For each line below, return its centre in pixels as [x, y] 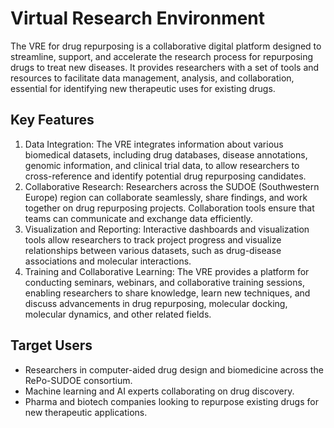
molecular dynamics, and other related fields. [118, 314]
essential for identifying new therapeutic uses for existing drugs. [143, 88]
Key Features [52, 120]
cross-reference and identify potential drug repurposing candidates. [165, 176]
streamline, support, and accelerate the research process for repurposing [162, 56]
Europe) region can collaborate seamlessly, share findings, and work [166, 197]
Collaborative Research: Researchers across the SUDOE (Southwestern [172, 186]
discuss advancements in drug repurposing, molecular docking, [156, 303]
